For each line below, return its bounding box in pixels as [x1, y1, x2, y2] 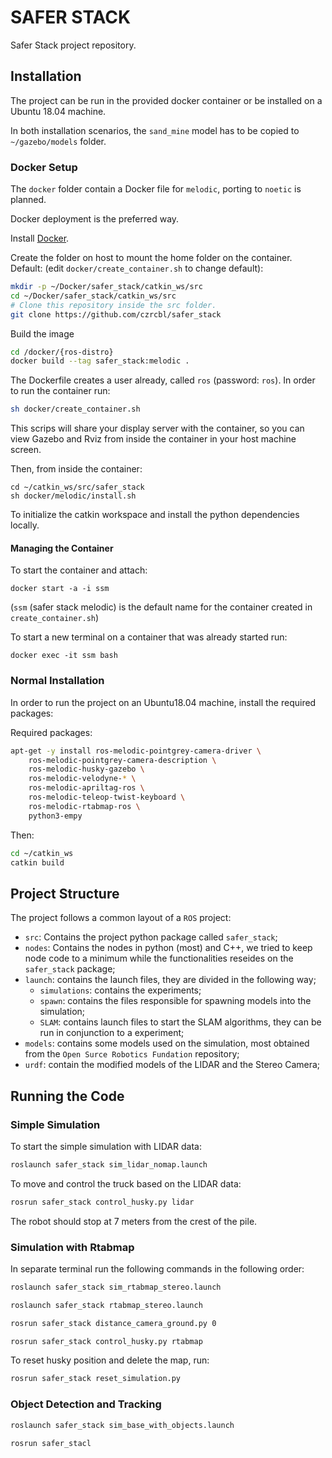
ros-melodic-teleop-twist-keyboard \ [28, 792, 186, 803]
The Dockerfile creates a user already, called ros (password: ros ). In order [10, 374, 316, 386]
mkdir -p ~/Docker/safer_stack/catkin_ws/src [10, 282, 203, 292]
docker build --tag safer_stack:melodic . [10, 356, 190, 366]
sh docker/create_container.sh [10, 404, 141, 415]
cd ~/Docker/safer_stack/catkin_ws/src [10, 291, 177, 301]
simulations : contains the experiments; [39, 984, 202, 996]
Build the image [10, 327, 75, 340]
